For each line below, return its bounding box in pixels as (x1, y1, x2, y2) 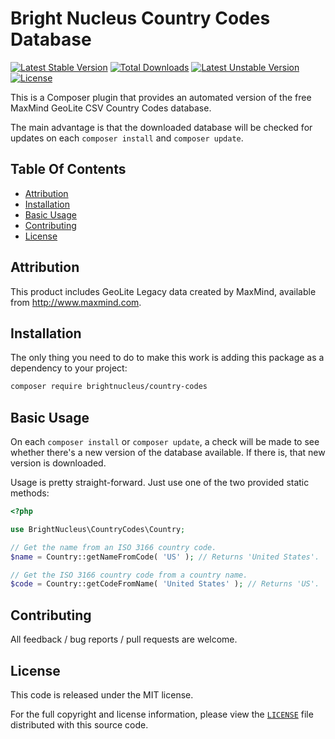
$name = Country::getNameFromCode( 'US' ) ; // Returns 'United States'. (10, 552, 320, 562)
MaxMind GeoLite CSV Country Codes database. (10, 102, 212, 114)
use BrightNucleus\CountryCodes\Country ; (10, 524, 186, 534)
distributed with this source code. (10, 718, 149, 731)
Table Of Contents (10, 161, 127, 178)
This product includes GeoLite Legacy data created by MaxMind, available (10, 285, 317, 297)
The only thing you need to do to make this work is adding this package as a (10, 352, 325, 364)
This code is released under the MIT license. (10, 688, 194, 701)
